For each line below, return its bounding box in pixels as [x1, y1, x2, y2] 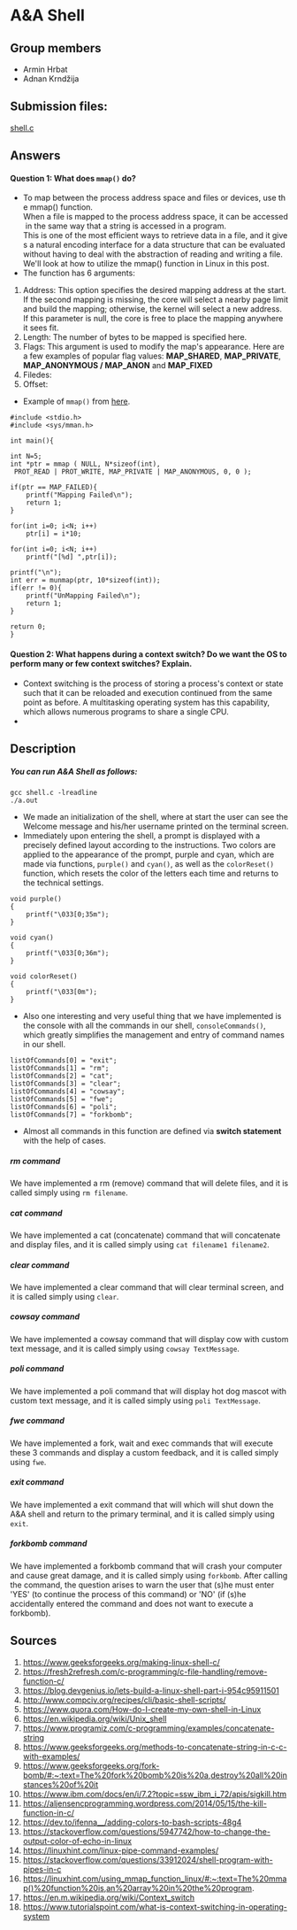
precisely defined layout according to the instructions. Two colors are [22, 839, 277, 850]
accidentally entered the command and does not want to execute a [10, 1598, 254, 1609]
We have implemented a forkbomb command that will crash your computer [10, 1560, 283, 1571]
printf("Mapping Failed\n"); [26, 490, 133, 500]
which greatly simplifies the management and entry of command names [22, 1029, 286, 1040]
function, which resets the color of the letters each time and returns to [22, 868, 279, 878]
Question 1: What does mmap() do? [10, 173, 136, 183]
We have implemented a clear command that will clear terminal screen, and [10, 1281, 284, 1293]
